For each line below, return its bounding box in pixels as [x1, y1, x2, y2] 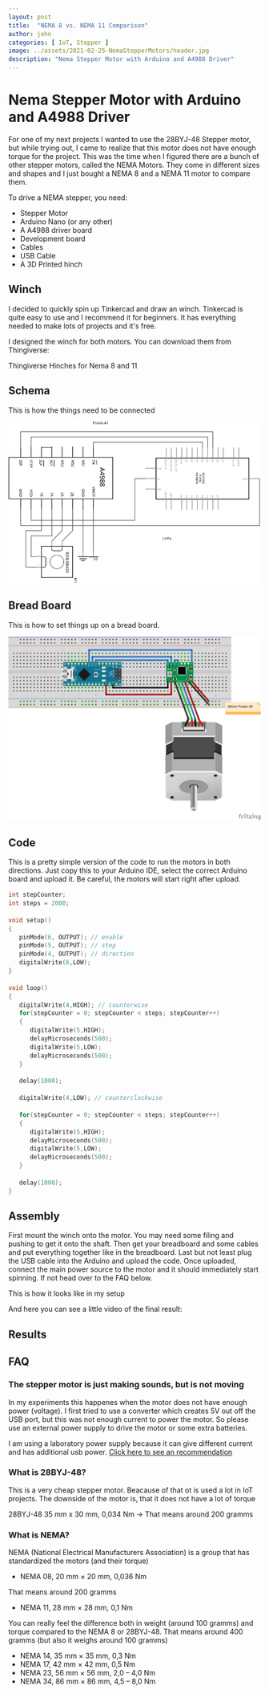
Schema [8, 384, 50, 397]
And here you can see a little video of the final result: [8, 1305, 183, 1314]
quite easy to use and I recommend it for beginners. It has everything [8, 312, 236, 322]
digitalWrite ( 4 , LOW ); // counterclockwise [18, 1094, 163, 1102]
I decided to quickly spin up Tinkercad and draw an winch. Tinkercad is [8, 303, 243, 313]
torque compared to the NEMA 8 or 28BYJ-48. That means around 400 [8, 1627, 243, 1637]
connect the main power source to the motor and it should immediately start [8, 1264, 259, 1274]
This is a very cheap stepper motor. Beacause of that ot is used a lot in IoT [8, 1485, 254, 1495]
